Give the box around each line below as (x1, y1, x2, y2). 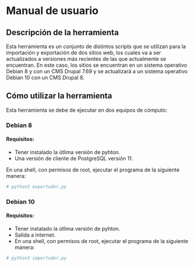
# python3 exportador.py (6, 183, 67, 190)
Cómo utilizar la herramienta (6, 91, 113, 101)
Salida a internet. (14, 231, 56, 238)
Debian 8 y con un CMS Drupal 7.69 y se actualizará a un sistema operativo (6, 68, 188, 74)
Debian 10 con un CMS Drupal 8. (6, 74, 85, 81)
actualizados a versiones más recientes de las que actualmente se (6, 56, 166, 62)
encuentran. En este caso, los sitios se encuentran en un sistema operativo (6, 61, 188, 69)
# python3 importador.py (6, 255, 67, 261)
